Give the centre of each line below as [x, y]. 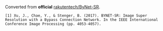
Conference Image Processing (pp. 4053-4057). [53, 24]
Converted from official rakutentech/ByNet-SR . [53, 7]
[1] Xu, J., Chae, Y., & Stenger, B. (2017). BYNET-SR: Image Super [76, 16]
